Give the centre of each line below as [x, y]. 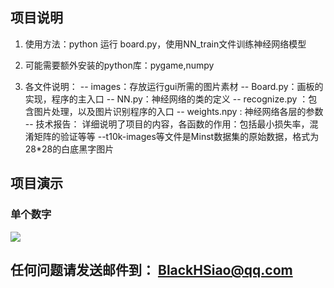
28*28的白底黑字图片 [69, 149]
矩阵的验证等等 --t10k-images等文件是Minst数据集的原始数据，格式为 [176, 136]
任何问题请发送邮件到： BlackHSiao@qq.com [151, 269]
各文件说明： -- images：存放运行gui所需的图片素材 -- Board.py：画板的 [174, 86]
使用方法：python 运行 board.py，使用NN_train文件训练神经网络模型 [165, 44]
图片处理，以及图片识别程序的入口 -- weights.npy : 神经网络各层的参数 [178, 111]
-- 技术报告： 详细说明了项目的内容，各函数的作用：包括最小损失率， [167, 124]
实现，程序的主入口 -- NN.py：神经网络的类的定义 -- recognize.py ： [166, 99]
